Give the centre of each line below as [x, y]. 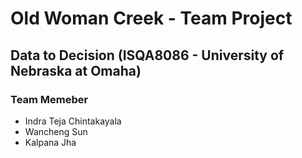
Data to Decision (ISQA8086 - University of [147, 55]
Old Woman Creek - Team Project [151, 18]
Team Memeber [49, 99]
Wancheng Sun [56, 131]
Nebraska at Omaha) [76, 70]
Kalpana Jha [50, 142]
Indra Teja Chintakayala [73, 121]
